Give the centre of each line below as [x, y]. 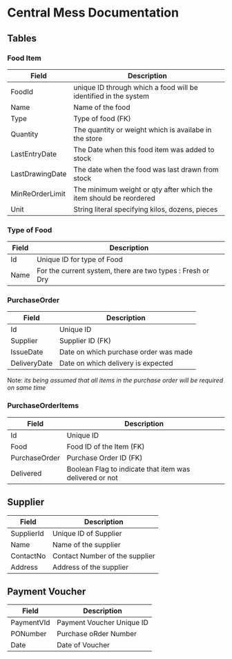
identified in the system [112, 96]
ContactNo [28, 556]
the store [88, 138]
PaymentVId [30, 622]
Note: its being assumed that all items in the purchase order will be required [115, 380]
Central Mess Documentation [93, 13]
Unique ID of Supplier [87, 533]
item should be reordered [114, 198]
